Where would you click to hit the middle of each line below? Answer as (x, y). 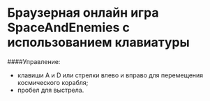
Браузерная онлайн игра (83, 13)
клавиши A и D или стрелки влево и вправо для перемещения (110, 75)
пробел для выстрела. (51, 90)
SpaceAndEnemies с (69, 28)
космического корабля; (53, 82)
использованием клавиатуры (98, 42)
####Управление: (34, 61)
